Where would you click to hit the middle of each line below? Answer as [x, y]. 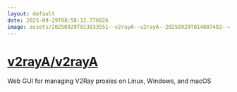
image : [17, 27]
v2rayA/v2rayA [53, 61]
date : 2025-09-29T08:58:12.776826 [58, 20]
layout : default [31, 14]
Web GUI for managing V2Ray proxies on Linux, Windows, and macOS [109, 81]
